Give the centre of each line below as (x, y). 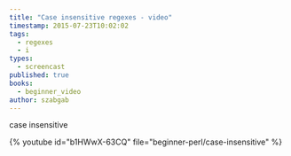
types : (21, 58)
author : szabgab (39, 100)
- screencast (41, 67)
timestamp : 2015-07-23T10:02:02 (69, 26)
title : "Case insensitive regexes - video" (91, 17)
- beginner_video (49, 91)
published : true (39, 75)
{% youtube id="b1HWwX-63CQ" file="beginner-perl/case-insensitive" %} (145, 142)
